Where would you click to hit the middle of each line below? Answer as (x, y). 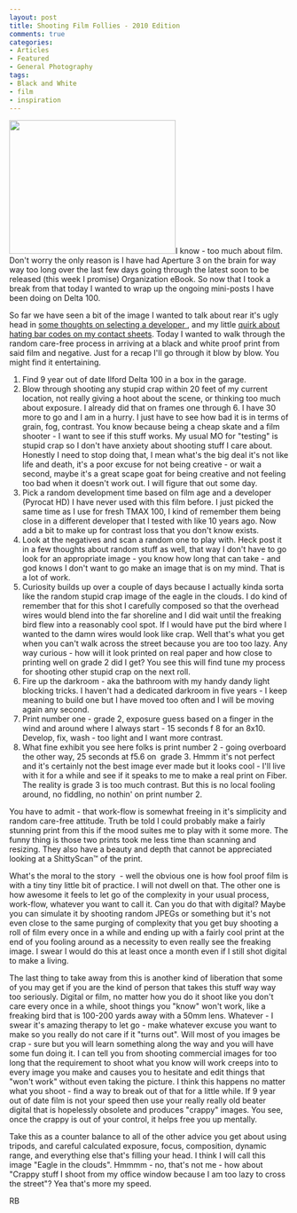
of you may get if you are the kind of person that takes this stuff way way (143, 988)
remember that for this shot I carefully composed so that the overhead (150, 606)
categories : (31, 42)
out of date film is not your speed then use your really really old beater (138, 1100)
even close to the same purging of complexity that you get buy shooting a (144, 923)
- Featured (29, 59)
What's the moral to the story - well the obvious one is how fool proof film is (149, 876)
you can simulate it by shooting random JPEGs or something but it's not (140, 914)
